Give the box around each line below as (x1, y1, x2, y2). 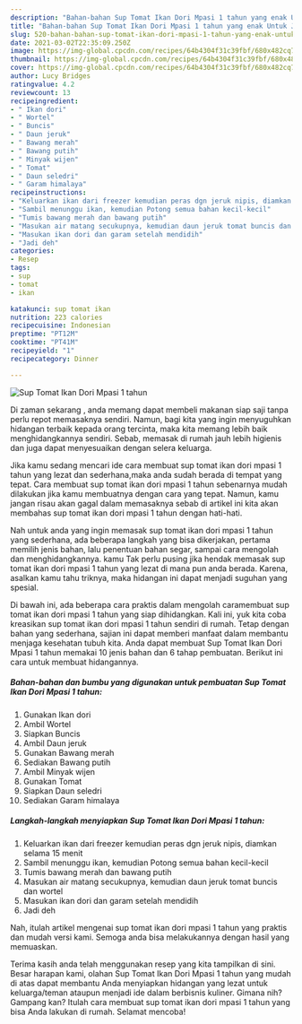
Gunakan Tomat (22, 776, 82, 786)
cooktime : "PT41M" (10, 338, 79, 347)
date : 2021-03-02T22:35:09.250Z (10, 38, 131, 48)
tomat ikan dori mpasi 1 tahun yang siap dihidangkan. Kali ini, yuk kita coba (10, 609, 287, 620)
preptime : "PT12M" (10, 329, 79, 339)
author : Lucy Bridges (10, 72, 91, 81)
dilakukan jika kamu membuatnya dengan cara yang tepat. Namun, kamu (10, 488, 280, 499)
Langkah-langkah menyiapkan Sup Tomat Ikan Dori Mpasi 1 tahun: (10, 815, 265, 826)
